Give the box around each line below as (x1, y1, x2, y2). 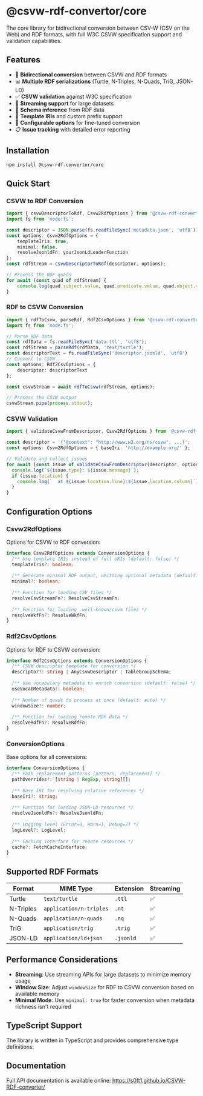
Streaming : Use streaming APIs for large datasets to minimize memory (14, 971, 192, 978)
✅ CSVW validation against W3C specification (14, 93, 132, 100)
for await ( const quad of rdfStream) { (6, 277, 107, 283)
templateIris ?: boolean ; (11, 561, 74, 567)
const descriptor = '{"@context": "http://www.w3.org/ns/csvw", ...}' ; (6, 439, 190, 446)
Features (6, 55, 40, 65)
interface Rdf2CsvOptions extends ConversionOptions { (6, 658, 147, 664)
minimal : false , (17, 244, 59, 250)
